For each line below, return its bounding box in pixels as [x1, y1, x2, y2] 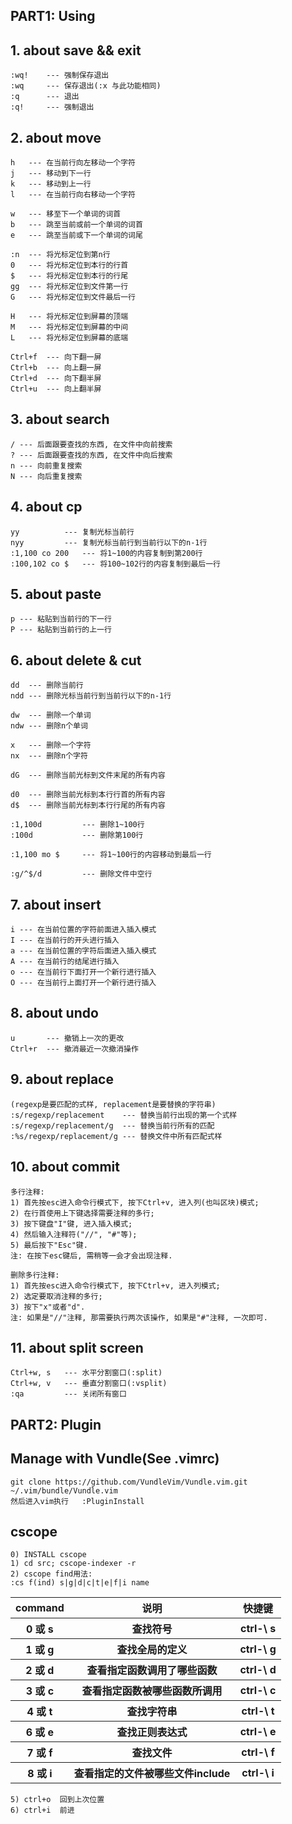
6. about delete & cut [10, 652, 142, 669]
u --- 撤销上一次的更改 [10, 1033, 125, 1043]
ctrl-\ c [239, 1684, 277, 1698]
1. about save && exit [10, 42, 142, 59]
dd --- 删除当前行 [10, 680, 84, 691]
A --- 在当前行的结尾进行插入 [10, 957, 120, 967]
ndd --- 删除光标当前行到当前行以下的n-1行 [10, 691, 172, 701]
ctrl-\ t [241, 1704, 275, 1718]
